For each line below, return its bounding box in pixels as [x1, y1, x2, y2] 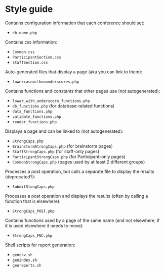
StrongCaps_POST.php [12, 209, 55, 214]
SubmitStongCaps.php [12, 184, 55, 189]
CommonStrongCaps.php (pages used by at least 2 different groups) [12, 159, 145, 164]
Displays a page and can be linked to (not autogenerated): [5, 128, 124, 134]
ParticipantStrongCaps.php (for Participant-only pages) [12, 154, 126, 160]
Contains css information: [5, 39, 58, 45]
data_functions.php [12, 109, 53, 114]
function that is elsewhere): [5, 198, 61, 204]
